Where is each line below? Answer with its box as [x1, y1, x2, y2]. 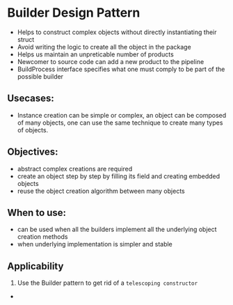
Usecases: [7, 93, 54, 104]
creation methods [17, 233, 68, 241]
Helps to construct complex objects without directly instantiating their [17, 28, 217, 36]
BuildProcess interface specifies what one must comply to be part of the [17, 65, 225, 73]
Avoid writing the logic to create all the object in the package [17, 42, 191, 51]
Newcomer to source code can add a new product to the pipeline [17, 57, 204, 65]
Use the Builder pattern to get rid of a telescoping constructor [17, 279, 198, 287]
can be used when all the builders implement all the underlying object [17, 225, 217, 234]
